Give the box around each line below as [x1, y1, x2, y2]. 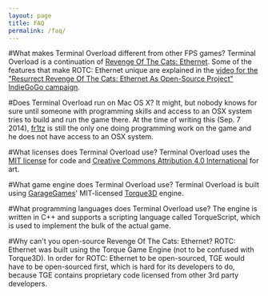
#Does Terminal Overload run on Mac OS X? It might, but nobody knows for [8, 98, 258, 108]
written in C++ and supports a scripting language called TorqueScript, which [8, 213, 261, 222]
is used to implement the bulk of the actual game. [8, 221, 171, 230]
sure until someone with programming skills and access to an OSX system [8, 106, 253, 116]
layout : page [8, 11, 52, 20]
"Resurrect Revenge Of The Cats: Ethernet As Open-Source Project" [8, 74, 234, 84]
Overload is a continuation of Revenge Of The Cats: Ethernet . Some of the [8, 57, 252, 66]
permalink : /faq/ [8, 26, 66, 34]
